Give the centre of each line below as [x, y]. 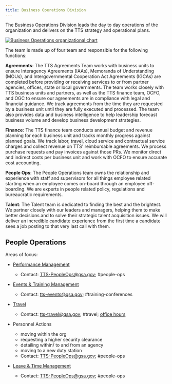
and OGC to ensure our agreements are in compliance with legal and [78, 98]
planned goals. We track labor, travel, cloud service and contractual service [85, 141]
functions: [16, 55]
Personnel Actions [32, 324]
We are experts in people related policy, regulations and [85, 189]
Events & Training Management [46, 284]
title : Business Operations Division [46, 10]
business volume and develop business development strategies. [73, 120]
